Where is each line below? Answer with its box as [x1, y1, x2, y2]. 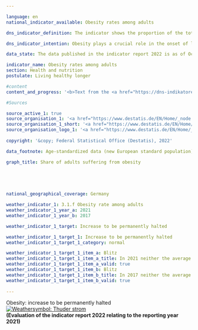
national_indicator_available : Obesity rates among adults [6, 19, 154, 25]
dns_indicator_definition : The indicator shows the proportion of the [6, 30, 183, 36]
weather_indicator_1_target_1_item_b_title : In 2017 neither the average [6, 272, 192, 278]
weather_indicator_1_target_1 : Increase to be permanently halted [6, 234, 173, 240]
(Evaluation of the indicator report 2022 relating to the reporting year [6, 312, 179, 319]
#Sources [6, 100, 28, 106]
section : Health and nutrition [6, 67, 83, 74]
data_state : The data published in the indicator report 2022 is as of [6, 51, 186, 57]
